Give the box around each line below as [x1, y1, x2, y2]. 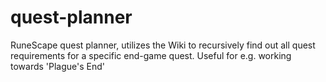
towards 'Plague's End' [10, 60, 106, 72]
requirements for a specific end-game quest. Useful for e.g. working [10, 49, 292, 61]
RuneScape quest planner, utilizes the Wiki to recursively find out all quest [10, 39, 316, 51]
